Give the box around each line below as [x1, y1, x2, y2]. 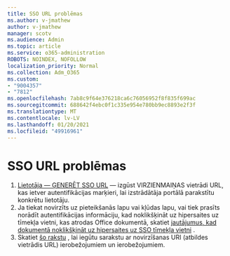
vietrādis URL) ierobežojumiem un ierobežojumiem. [17, 241, 165, 249]
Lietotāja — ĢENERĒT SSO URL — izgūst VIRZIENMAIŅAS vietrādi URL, [17, 181, 224, 189]
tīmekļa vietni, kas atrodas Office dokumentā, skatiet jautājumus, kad [17, 218, 217, 227]
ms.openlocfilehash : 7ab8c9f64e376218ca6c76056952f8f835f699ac [7, 95, 196, 102]
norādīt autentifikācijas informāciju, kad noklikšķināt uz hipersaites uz [17, 211, 219, 220]
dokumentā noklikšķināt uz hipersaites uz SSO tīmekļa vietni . [17, 226, 195, 234]
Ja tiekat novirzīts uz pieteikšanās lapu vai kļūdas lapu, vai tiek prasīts [17, 203, 220, 212]
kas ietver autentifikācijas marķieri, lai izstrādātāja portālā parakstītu [17, 189, 215, 197]
